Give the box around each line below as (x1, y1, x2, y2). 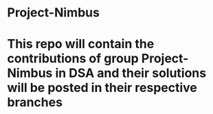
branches (7, 95, 63, 111)
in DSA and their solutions (54, 65, 207, 81)
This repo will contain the (7, 36, 155, 52)
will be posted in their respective (7, 80, 197, 95)
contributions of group (7, 51, 139, 67)
